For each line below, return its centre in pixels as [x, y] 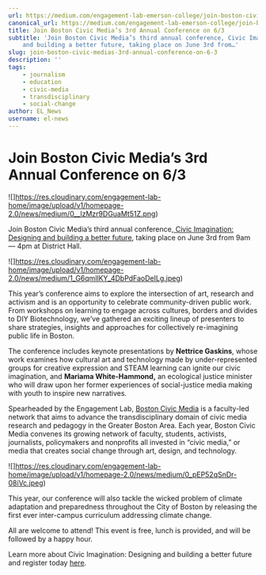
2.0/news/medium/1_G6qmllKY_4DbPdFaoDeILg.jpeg [94, 278]
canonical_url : [33, 23]
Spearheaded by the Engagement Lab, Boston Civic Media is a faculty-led [129, 408]
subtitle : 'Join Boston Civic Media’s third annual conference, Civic [127, 38]
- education [42, 82]
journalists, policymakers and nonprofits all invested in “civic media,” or [124, 442]
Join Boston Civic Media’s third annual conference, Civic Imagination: [121, 229]
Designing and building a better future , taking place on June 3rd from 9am [129, 237]
